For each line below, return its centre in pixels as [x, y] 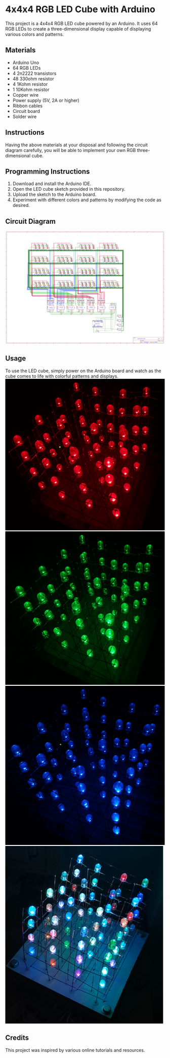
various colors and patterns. [35, 34]
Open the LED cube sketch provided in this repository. [69, 189]
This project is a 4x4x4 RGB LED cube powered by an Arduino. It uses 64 [81, 23]
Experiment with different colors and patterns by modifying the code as [87, 200]
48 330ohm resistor [33, 79]
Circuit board [26, 111]
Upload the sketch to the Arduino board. [54, 195]
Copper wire [26, 95]
